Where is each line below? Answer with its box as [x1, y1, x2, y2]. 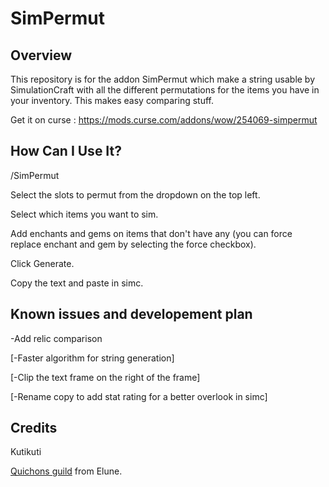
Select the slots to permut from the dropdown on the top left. [10, 188, 261, 201]
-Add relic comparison [10, 332, 103, 344]
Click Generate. [10, 257, 75, 269]
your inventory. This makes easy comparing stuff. [10, 95, 215, 106]
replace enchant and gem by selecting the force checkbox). [10, 238, 257, 250]
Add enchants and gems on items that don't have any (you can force [10, 227, 293, 239]
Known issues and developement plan [10, 306, 253, 323]
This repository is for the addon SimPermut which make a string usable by [10, 73, 316, 85]
